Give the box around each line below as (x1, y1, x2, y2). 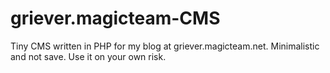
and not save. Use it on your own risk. (10, 50, 167, 62)
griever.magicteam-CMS (10, 7, 221, 30)
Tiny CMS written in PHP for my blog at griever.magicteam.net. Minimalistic (10, 40, 320, 52)
